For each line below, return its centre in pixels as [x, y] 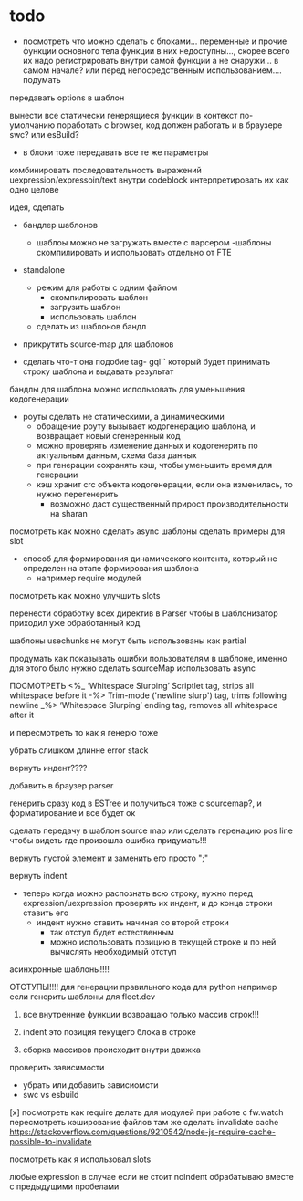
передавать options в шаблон [67, 98]
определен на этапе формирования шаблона [110, 568]
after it [22, 715]
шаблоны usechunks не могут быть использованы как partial [128, 641]
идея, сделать [37, 207]
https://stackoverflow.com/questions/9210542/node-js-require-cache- [143, 1132]
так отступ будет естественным [112, 932]
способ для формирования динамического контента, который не [150, 559]
